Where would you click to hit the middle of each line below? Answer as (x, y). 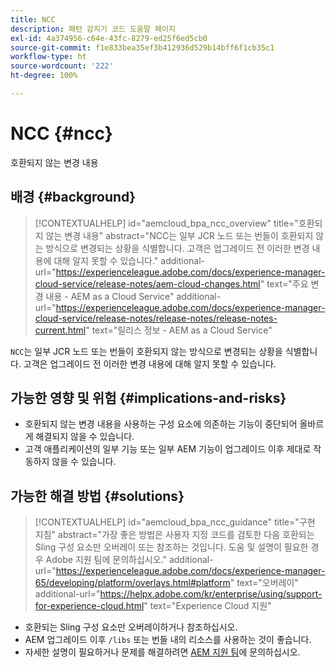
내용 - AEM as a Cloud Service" (110, 296)
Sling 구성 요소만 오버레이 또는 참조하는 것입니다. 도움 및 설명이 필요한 (171, 547)
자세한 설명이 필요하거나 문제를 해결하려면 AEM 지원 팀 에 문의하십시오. (162, 652)
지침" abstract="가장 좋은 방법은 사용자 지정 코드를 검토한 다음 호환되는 (174, 535)
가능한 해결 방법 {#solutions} (97, 496)
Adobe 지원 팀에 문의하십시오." (106, 560)
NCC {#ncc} (61, 133)
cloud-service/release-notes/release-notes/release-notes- (156, 318)
